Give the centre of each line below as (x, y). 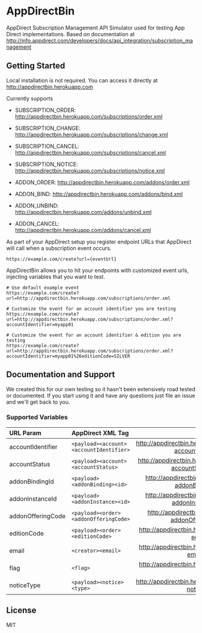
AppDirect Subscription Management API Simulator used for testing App (96, 28)
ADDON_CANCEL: (37, 223)
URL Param (26, 433)
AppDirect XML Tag (100, 433)
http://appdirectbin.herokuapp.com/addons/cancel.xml (83, 230)
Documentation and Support (61, 375)
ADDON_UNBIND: (37, 205)
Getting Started (36, 66)
